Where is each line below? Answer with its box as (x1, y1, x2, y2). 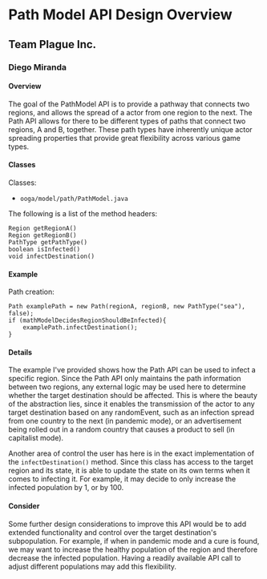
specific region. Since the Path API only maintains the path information (8, 374, 242, 384)
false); (8, 310, 34, 318)
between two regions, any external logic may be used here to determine (8, 382, 246, 392)
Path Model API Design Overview (8, 6, 233, 24)
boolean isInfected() (8, 245, 81, 253)
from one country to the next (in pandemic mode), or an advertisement (8, 416, 242, 426)
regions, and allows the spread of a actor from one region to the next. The (8, 107, 253, 117)
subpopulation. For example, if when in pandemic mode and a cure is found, (8, 536, 260, 545)
